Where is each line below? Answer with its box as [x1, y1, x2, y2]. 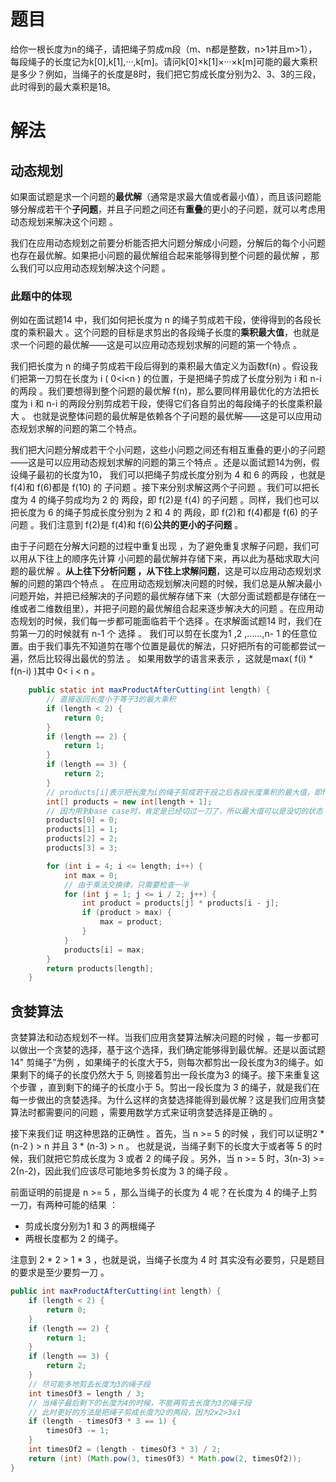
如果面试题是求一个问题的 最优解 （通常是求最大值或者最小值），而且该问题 [10, 190, 313, 202]
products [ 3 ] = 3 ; [46, 843, 118, 854]
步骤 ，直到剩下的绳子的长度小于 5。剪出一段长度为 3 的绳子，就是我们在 [18, 1081, 320, 1094]
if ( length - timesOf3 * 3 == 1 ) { [28, 1416, 177, 1427]
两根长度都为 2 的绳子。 [24, 1233, 124, 1245]
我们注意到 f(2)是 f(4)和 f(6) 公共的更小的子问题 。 [38, 519, 244, 531]
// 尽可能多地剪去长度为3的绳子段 [28, 1379, 151, 1389]
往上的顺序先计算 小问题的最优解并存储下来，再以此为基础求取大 [44, 553, 311, 565]
